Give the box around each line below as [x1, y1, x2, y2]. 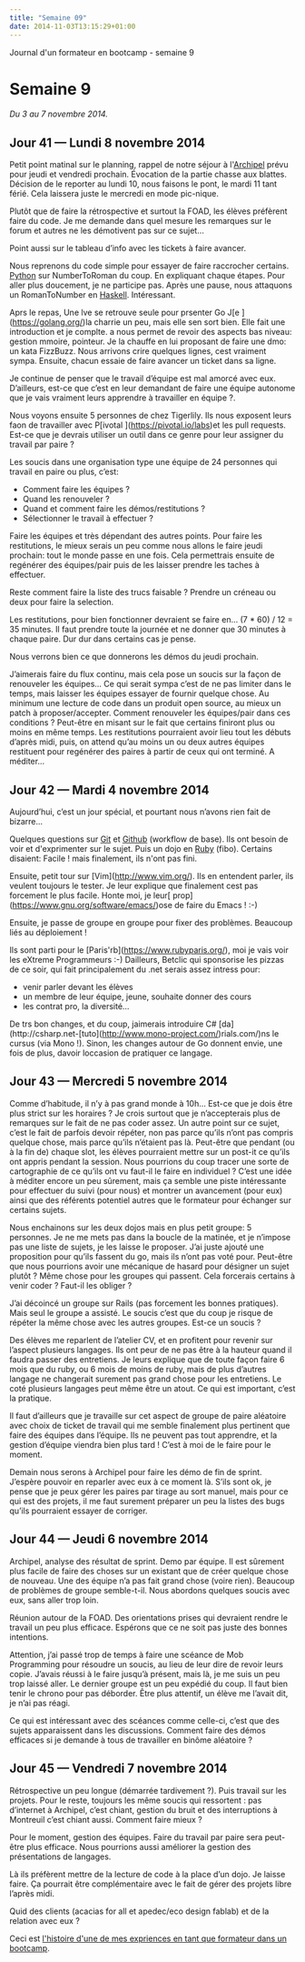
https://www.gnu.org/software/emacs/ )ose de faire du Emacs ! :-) [12, 900, 259, 911]
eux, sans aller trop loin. [9, 1594, 99, 1605]
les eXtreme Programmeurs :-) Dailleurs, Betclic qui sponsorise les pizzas [9, 955, 284, 966]
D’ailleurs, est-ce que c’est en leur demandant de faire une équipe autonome [9, 383, 296, 394]
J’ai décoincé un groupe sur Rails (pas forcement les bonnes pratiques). [9, 1298, 279, 1309]
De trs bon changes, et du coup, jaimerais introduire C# [9, 1018, 217, 1029]
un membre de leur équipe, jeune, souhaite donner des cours [22, 991, 252, 1002]
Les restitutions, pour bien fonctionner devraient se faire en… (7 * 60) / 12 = [9, 614, 293, 625]
